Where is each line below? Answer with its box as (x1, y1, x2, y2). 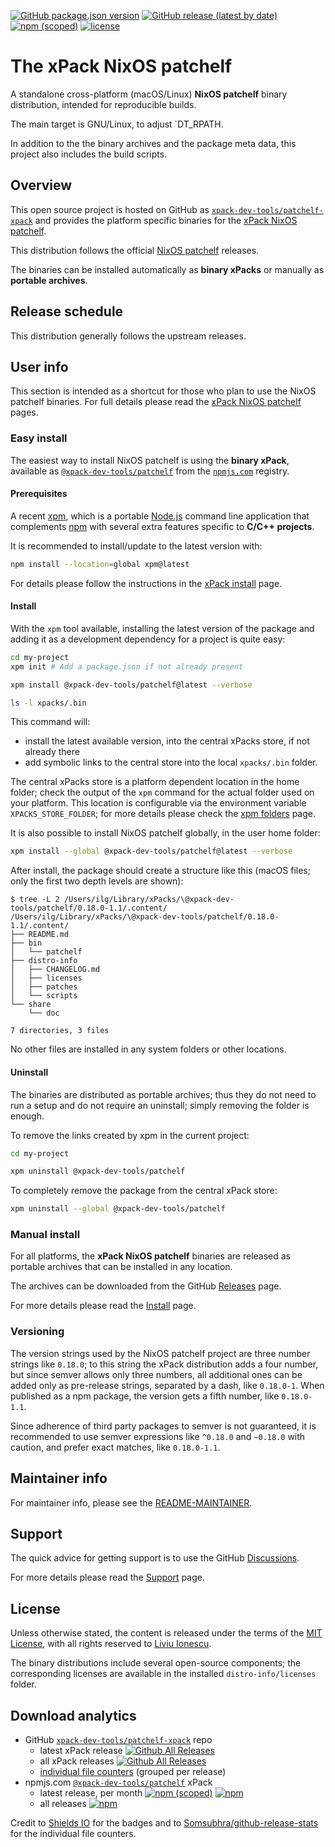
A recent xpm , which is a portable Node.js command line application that (10, 510, 310, 522)
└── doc (28, 1008, 60, 1019)
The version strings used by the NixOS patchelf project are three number (10, 1347, 311, 1359)
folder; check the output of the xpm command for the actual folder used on (10, 786, 315, 799)
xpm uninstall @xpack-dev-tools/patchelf (10, 1166, 186, 1177)
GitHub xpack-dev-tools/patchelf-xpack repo (24, 1734, 213, 1745)
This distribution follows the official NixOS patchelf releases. (10, 244, 260, 256)
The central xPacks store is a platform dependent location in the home (10, 776, 300, 788)
